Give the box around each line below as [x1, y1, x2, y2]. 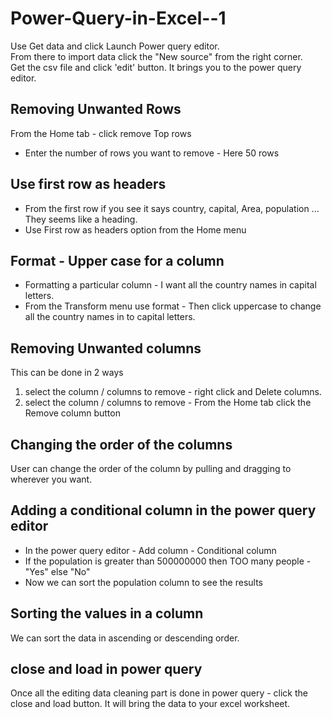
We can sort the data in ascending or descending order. [10, 632, 240, 644]
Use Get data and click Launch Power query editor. [10, 40, 220, 52]
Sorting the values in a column [10, 605, 204, 622]
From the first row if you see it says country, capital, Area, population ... [24, 202, 320, 214]
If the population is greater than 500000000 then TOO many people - [24, 555, 312, 567]
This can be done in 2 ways [10, 367, 124, 379]
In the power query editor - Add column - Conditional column [24, 544, 277, 556]
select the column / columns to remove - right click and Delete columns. [24, 386, 322, 398]
